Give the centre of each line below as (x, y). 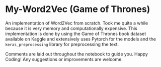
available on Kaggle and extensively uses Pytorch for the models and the (81, 39)
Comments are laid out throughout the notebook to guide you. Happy (77, 54)
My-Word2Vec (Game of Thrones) (78, 9)
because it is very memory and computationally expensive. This (71, 28)
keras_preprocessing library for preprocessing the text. (62, 44)
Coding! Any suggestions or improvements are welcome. (64, 59)
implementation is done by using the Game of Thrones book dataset (76, 33)
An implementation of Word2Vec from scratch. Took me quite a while (77, 23)
